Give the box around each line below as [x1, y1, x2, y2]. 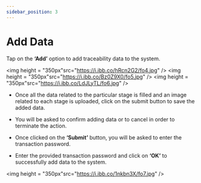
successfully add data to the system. [14, 158, 107, 165]
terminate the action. [14, 122, 67, 129]
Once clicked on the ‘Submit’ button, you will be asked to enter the [14, 133, 182, 141]
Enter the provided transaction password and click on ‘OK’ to [14, 152, 167, 159]
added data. [14, 104, 45, 111]
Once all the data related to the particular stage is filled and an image [14, 91, 187, 98]
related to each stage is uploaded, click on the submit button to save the [14, 97, 195, 104]
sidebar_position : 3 [6, 8, 59, 15]
